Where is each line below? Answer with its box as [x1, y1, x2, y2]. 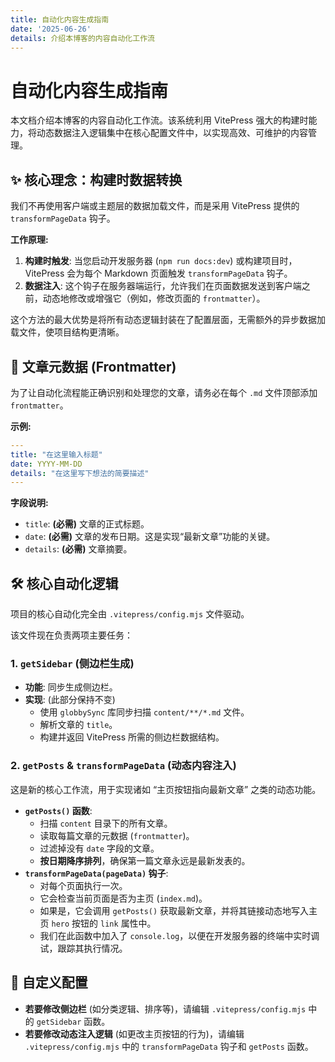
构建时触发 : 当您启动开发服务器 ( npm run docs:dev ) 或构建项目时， [24, 255, 298, 267]
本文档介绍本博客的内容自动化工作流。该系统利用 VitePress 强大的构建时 [10, 114, 309, 126]
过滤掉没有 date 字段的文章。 [39, 842, 160, 854]
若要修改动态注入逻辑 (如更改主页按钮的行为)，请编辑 [24, 1027, 245, 1040]
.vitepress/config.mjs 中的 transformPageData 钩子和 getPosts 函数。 [24, 1040, 314, 1052]
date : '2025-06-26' [10, 24, 92, 34]
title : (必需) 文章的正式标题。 [24, 518, 150, 530]
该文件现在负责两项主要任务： [10, 629, 133, 641]
